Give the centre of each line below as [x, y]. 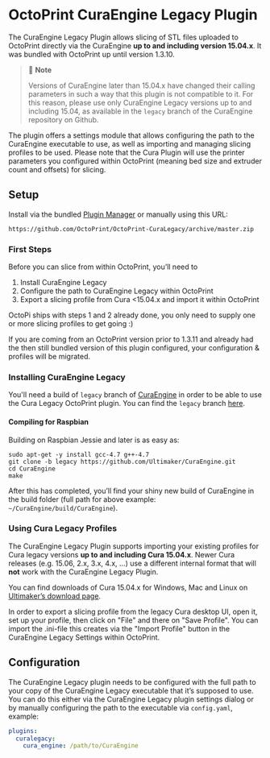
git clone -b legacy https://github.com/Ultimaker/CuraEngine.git [122, 462]
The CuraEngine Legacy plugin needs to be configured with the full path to [132, 681]
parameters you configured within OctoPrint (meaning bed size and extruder [135, 161]
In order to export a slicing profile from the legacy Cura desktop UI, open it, [133, 611]
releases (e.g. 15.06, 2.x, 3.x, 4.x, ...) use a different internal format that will [132, 563]
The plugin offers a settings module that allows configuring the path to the [132, 135]
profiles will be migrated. [50, 357]
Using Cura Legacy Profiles [63, 528]
